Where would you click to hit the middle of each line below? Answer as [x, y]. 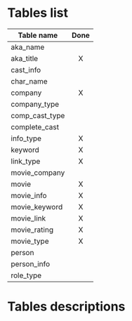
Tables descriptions [66, 307]
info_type [26, 138]
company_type [35, 104]
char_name [29, 81]
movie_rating [32, 230]
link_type [26, 161]
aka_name [28, 47]
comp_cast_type [38, 115]
